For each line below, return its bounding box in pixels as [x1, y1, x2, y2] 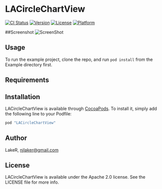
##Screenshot [5, 29, 34, 35]
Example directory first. [5, 61, 53, 67]
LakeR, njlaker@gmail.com [5, 147, 59, 153]
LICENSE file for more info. [5, 179, 59, 185]
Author [5, 134, 27, 142]
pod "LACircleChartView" [5, 120, 56, 125]
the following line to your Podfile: [5, 110, 72, 116]
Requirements [5, 76, 49, 84]
